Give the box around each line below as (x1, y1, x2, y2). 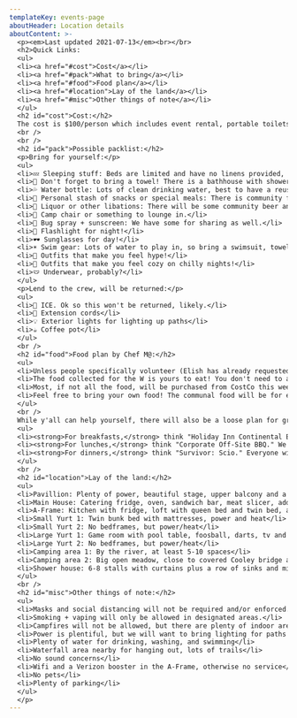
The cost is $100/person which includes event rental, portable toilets (17, 120, 291, 129)
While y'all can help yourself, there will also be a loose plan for (17, 416, 278, 424)
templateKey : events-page (9, 12, 104, 22)
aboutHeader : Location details (9, 21, 125, 30)
